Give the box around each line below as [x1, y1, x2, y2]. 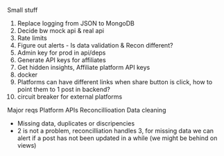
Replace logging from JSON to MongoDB [17, 19, 135, 27]
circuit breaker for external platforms [17, 92, 123, 101]
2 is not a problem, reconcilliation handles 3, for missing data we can [17, 127, 214, 135]
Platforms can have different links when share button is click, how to [17, 78, 213, 86]
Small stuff [7, 6, 38, 14]
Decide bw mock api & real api [17, 27, 105, 35]
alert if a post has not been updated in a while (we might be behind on [17, 134, 218, 142]
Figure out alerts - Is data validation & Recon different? [17, 41, 173, 49]
